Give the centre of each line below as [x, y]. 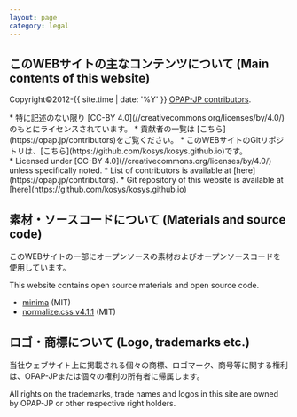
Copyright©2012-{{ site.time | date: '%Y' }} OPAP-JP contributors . [130, 99]
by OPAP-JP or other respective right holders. [93, 403]
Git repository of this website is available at [205, 180]
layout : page [33, 17]
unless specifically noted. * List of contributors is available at [121, 170]
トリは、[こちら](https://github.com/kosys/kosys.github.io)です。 [129, 151]
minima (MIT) [46, 303]
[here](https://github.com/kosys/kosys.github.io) [98, 189]
